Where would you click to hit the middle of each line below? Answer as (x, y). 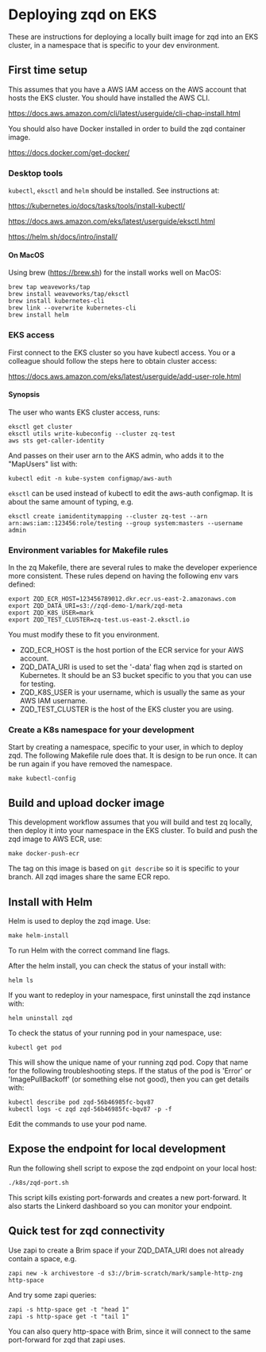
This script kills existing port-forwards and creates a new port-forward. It (127, 1197)
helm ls (21, 980)
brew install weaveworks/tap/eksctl (69, 294)
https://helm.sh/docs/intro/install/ (63, 237)
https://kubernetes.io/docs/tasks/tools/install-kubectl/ (96, 206)
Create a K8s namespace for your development (101, 730)
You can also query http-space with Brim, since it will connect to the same (130, 1331)
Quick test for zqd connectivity (87, 1231)
